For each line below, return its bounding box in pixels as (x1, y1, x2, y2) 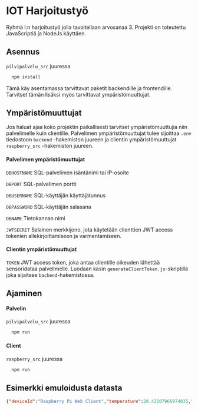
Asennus (6, 47, 40, 57)
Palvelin (6, 305, 27, 312)
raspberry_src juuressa (6, 355, 63, 362)
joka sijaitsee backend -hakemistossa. (6, 271, 95, 278)
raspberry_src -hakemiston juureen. (6, 143, 94, 150)
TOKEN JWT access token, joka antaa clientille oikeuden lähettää (6, 259, 160, 266)
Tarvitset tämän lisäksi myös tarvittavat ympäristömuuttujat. (6, 91, 151, 98)
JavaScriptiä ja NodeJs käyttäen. (6, 29, 87, 37)
